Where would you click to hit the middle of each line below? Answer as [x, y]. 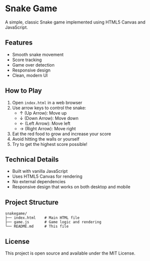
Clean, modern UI [30, 75]
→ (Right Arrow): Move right [48, 128]
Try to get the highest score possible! [50, 144]
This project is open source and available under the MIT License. [70, 253]
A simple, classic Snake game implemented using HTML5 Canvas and [75, 22]
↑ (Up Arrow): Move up [43, 113]
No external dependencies [39, 182]
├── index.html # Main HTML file [42, 218]
